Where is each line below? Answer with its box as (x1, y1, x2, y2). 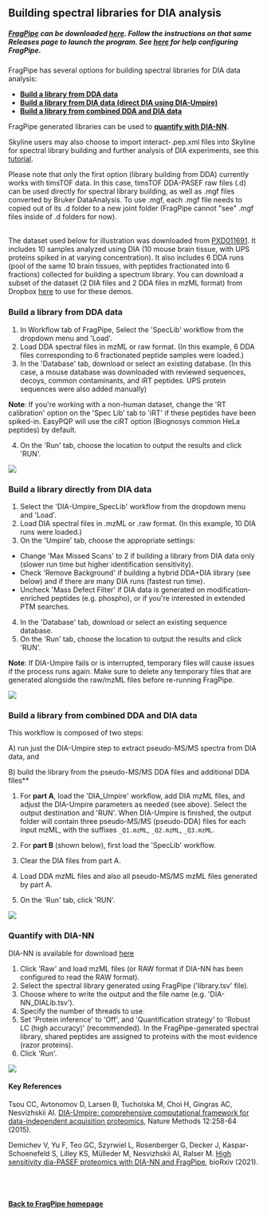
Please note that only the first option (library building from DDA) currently (8, 170, 249, 179)
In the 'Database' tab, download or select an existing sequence (19, 617, 227, 626)
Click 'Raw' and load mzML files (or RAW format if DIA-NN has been (19, 963, 244, 973)
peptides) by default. (8, 425, 77, 434)
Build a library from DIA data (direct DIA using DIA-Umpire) (19, 98, 218, 108)
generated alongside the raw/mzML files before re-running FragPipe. (8, 675, 235, 684)
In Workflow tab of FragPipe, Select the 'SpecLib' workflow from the (19, 324, 245, 334)
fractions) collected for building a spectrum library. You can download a (8, 270, 244, 280)
